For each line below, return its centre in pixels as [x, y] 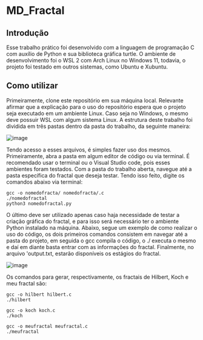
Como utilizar [32, 86]
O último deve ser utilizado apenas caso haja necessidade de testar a [93, 215]
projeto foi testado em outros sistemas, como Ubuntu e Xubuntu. [87, 67]
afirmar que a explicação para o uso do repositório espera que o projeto [96, 107]
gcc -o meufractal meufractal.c [47, 326]
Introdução [28, 33]
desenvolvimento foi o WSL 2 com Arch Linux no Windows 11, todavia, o [96, 60]
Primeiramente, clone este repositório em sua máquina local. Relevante [95, 100]
